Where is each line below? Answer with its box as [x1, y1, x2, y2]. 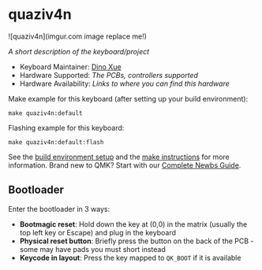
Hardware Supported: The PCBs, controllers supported [19, 70, 199, 80]
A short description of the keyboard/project [8, 46, 150, 56]
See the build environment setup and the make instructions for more [8, 152, 230, 161]
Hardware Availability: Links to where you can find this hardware [19, 79, 230, 88]
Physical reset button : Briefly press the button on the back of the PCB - [19, 236, 254, 246]
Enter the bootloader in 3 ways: [8, 204, 110, 213]
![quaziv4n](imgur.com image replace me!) [8, 31, 148, 41]
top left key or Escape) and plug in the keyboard [19, 227, 176, 237]
